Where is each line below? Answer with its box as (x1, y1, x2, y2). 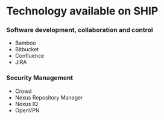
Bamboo (14, 39, 36, 46)
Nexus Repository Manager (14, 93, 83, 101)
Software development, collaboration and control (6, 26, 153, 34)
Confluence (14, 52, 45, 60)
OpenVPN (14, 107, 40, 114)
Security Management (6, 74, 74, 82)
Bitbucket (14, 46, 39, 53)
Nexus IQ (14, 100, 38, 107)
